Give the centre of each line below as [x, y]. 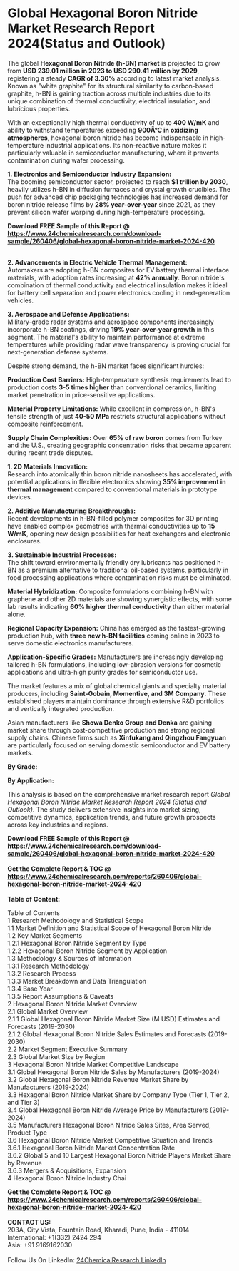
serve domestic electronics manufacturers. [71, 643]
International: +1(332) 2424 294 [54, 1237]
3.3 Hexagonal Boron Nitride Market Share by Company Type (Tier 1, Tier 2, [118, 1094]
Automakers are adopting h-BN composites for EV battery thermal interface [118, 270]
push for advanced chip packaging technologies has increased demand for [118, 197]
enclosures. [25, 541]
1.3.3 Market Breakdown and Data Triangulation [77, 981]
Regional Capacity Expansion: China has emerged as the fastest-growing [117, 628]
